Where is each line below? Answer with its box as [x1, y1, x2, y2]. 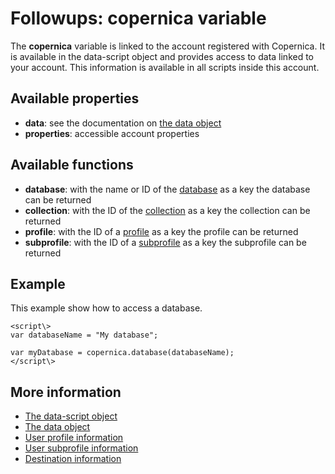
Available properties [10, 90, 140, 107]
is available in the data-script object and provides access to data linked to [10, 50, 315, 62]
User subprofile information [24, 442, 139, 454]
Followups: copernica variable [10, 7, 267, 30]
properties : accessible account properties [24, 127, 200, 139]
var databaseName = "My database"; [10, 330, 159, 341]
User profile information [24, 432, 124, 444]
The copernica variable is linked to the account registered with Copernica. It [10, 40, 325, 52]
